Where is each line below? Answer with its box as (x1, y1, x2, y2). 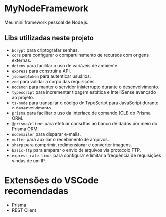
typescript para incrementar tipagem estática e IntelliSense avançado (11, 89, 156, 95)
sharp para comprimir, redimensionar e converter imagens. (11, 142, 132, 148)
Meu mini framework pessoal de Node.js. (4, 19, 89, 25)
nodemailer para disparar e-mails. (11, 131, 81, 137)
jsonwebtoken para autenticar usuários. (11, 73, 91, 79)
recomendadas (4, 185, 69, 196)
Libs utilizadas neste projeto (4, 34, 94, 42)
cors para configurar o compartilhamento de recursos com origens (11, 52, 149, 58)
